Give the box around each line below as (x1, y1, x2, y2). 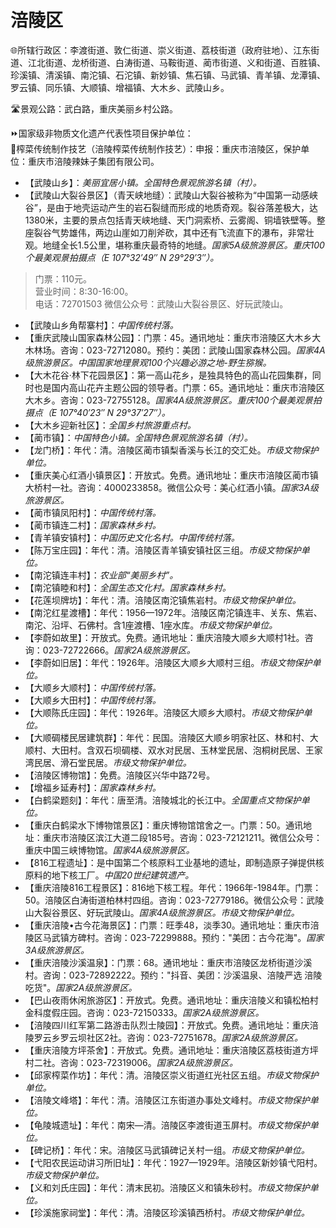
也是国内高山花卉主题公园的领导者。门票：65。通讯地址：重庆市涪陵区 (33, 381, 325, 393)
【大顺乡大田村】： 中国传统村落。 (24, 694, 162, 706)
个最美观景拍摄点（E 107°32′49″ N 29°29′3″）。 (24, 251, 220, 263)
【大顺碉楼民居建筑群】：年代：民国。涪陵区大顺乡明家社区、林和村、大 (24, 731, 319, 743)
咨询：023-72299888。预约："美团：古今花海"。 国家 (103, 931, 325, 943)
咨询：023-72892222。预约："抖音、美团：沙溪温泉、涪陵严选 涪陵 (42, 969, 323, 981)
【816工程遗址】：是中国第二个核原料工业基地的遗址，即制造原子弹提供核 (24, 856, 325, 868)
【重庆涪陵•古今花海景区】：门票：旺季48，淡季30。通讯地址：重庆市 (24, 919, 311, 931)
